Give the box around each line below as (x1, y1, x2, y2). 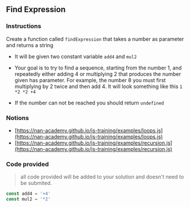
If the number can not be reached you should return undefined (14, 99, 164, 106)
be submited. (20, 180, 52, 187)
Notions (6, 114, 29, 122)
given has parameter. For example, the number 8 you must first (14, 76, 166, 83)
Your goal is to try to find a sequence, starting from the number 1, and (14, 64, 182, 71)
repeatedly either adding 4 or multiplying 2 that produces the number (14, 70, 181, 78)
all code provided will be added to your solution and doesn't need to (20, 173, 184, 180)
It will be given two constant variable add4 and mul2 (14, 52, 137, 60)
